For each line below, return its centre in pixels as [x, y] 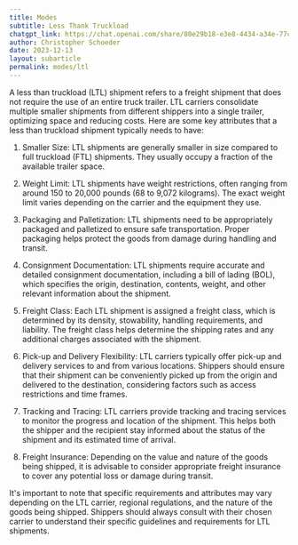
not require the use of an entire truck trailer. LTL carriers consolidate [134, 101]
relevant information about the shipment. [96, 293]
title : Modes [33, 17]
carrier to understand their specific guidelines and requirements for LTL [140, 521]
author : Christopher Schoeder [65, 42]
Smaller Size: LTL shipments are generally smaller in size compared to [150, 147]
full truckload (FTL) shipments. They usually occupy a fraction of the [147, 156]
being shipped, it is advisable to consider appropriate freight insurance [151, 466]
